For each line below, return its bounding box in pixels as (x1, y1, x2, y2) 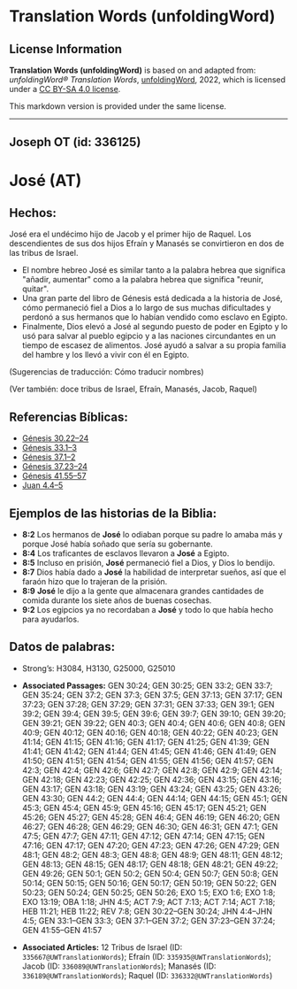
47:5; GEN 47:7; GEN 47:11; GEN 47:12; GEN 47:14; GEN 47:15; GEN (21, 831, 265, 841)
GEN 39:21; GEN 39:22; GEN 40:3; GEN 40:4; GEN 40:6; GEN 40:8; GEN (21, 717, 286, 728)
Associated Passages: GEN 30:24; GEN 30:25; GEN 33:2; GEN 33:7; (21, 680, 273, 691)
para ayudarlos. (21, 614, 80, 625)
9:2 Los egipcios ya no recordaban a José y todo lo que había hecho (21, 605, 274, 615)
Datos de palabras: (9, 639, 116, 654)
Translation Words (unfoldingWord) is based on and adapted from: (9, 65, 256, 75)
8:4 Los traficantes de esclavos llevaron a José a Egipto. (21, 548, 230, 559)
